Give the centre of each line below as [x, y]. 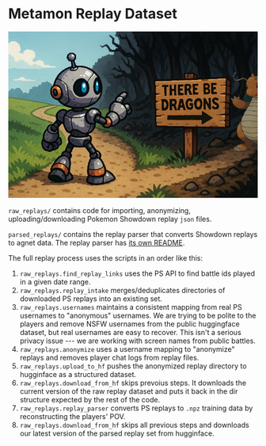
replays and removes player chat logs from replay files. [109, 357]
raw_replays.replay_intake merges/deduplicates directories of [122, 290]
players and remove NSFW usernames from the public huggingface [129, 324]
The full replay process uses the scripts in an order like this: [106, 257]
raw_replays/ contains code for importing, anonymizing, [100, 210]
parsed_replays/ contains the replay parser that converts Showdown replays [133, 234]
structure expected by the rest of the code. [90, 399]
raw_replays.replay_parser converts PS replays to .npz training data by [136, 408]
